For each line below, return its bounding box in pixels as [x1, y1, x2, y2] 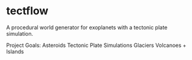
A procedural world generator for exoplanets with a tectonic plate [6, 24, 168, 31]
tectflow [6, 4, 49, 18]
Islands [6, 48, 24, 55]
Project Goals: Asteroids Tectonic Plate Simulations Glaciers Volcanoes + [6, 42, 187, 49]
